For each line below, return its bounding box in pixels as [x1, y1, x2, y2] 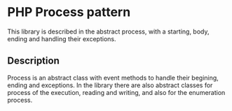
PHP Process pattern [7, 4, 131, 20]
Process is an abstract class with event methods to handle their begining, [7, 73, 219, 82]
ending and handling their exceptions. [7, 34, 116, 43]
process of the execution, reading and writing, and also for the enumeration [7, 88, 226, 96]
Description [7, 55, 60, 67]
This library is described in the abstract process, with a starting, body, [7, 27, 210, 36]
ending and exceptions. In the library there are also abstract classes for [7, 81, 213, 89]
